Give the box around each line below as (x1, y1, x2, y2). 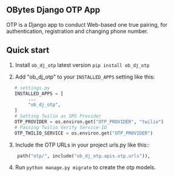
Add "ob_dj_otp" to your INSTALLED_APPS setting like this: (15, 73, 155, 80)
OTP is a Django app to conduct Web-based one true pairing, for (6, 21, 168, 28)
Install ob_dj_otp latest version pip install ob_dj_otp (15, 61, 150, 69)
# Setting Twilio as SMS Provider (14, 113, 102, 119)
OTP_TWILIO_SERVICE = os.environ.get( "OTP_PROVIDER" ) (14, 130, 153, 136)
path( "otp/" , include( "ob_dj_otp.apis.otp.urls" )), (17, 153, 150, 159)
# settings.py (14, 85, 50, 91)
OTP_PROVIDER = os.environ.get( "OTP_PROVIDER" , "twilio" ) (14, 119, 164, 125)
